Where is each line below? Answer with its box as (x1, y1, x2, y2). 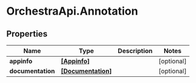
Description (118, 47, 153, 55)
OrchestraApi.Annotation (6, 4, 138, 18)
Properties (6, 29, 48, 39)
